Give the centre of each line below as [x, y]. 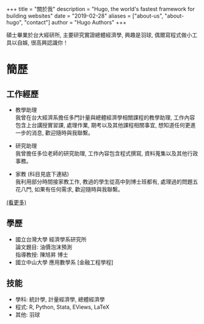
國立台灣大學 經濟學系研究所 [51, 239]
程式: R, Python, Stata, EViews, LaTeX [62, 307]
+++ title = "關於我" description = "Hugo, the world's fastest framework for [101, 9]
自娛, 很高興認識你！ [42, 42]
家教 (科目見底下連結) [42, 174]
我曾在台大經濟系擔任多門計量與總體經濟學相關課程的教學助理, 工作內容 [105, 117]
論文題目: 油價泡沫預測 [43, 247]
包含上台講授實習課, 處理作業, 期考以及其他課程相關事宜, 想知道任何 [100, 125]
